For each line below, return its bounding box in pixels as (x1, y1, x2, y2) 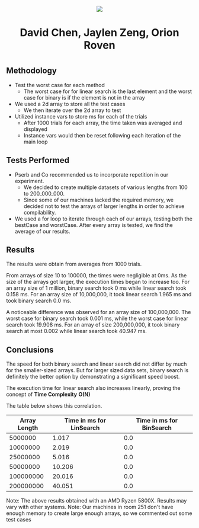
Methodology (6, 66, 57, 76)
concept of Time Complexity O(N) (6, 391, 91, 398)
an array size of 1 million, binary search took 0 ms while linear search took (6, 284, 187, 292)
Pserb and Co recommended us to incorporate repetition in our (14, 171, 169, 178)
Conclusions (6, 344, 54, 355)
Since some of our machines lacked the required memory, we (23, 196, 174, 203)
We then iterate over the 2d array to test (23, 107, 121, 114)
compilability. (23, 209, 56, 216)
